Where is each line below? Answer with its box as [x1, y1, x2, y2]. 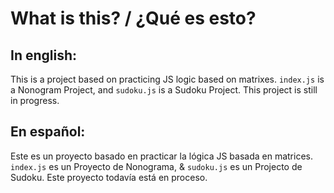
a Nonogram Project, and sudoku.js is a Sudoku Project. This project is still [10, 84, 318, 96]
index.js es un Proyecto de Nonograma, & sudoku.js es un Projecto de [10, 160, 303, 172]
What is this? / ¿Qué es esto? [10, 7, 257, 30]
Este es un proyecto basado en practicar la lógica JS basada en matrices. [10, 150, 314, 162]
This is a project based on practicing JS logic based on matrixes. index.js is [10, 73, 325, 85]
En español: [10, 123, 86, 141]
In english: [10, 47, 78, 64]
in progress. [10, 95, 60, 106]
